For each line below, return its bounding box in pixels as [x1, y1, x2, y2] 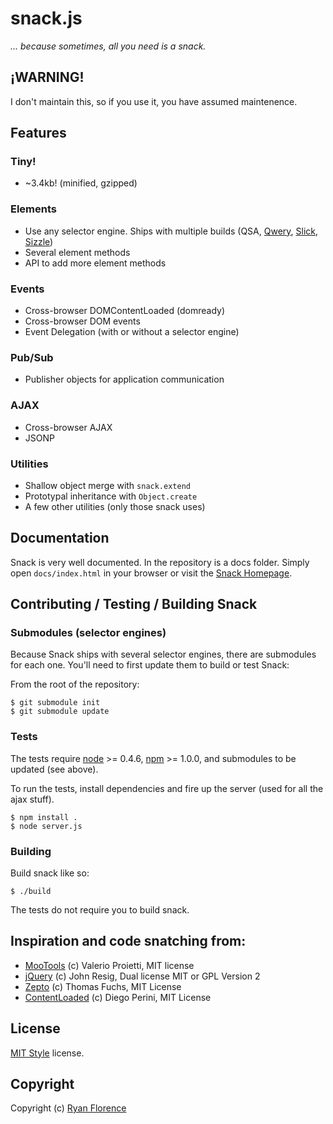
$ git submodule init [10, 698, 101, 708]
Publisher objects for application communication [24, 373, 225, 386]
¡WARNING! [10, 69, 85, 86]
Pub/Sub [10, 350, 54, 364]
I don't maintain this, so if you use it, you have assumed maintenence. [10, 95, 298, 107]
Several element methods [24, 246, 131, 258]
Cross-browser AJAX [24, 421, 113, 433]
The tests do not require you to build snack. [10, 904, 190, 916]
